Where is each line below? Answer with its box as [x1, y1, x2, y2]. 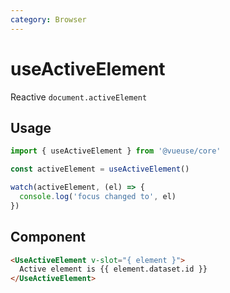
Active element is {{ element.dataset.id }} [19, 264, 208, 275]
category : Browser [10, 14, 87, 25]
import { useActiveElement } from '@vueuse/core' [10, 146, 222, 156]
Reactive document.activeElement [10, 91, 148, 103]
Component [10, 229, 87, 246]
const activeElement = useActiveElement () [10, 164, 190, 175]
